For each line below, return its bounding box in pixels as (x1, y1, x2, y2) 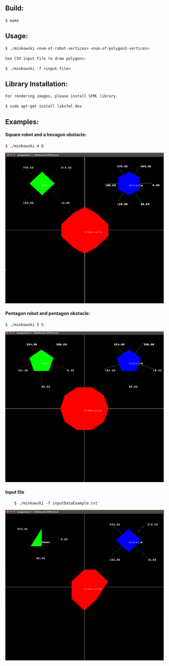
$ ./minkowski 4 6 (5, 144, 44, 149)
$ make (5, 18, 19, 23)
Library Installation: (5, 80, 68, 88)
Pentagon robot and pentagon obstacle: (5, 310, 91, 316)
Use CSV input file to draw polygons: (5, 56, 87, 61)
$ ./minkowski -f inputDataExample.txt (14, 501, 98, 506)
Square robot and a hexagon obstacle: (5, 131, 87, 138)
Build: (5, 4, 24, 13)
